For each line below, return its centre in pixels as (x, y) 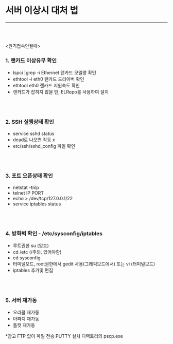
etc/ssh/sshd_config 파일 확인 (44, 146)
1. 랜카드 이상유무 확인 (31, 61)
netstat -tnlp (26, 187)
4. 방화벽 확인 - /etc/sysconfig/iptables (54, 233)
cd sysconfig (27, 258)
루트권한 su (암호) (31, 246)
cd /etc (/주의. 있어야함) (37, 252)
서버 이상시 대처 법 (42, 11)
